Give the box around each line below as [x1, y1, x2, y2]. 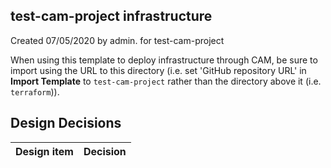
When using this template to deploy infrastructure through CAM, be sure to [10, 54, 318, 66]
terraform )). [10, 85, 60, 98]
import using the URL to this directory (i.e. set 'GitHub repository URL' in [10, 64, 307, 76]
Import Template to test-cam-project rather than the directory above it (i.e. [10, 75, 322, 87]
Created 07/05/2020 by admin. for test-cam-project [10, 34, 225, 46]
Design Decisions [10, 115, 122, 132]
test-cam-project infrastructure [10, 8, 213, 25]
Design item [15, 144, 74, 158]
